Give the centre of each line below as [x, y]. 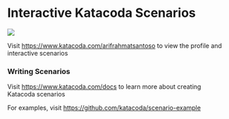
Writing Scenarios [39, 71]
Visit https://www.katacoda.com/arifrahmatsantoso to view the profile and [114, 45]
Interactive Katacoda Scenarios [101, 13]
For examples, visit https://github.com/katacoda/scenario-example [104, 108]
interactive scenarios [38, 53]
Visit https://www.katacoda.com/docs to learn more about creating [104, 87]
